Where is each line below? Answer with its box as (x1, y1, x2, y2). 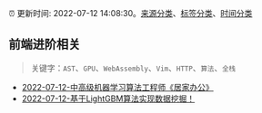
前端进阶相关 (8, 37, 81, 52)
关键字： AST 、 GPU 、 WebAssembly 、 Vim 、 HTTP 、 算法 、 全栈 (30, 62, 237, 73)
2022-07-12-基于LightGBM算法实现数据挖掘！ (21, 93, 196, 104)
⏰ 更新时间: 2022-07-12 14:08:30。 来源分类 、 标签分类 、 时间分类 (8, 8, 253, 18)
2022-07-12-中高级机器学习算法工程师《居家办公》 (21, 81, 215, 92)
